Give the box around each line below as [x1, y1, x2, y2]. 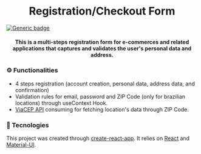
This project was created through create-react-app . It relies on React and [6, 135, 190, 142]
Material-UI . [6, 141, 36, 149]
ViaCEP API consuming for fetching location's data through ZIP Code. [15, 105, 189, 113]
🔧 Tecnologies [6, 121, 49, 129]
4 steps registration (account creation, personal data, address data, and [15, 80, 196, 87]
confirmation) [15, 86, 50, 93]
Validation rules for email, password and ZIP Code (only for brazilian [15, 93, 186, 100]
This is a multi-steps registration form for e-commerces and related [15, 38, 189, 45]
